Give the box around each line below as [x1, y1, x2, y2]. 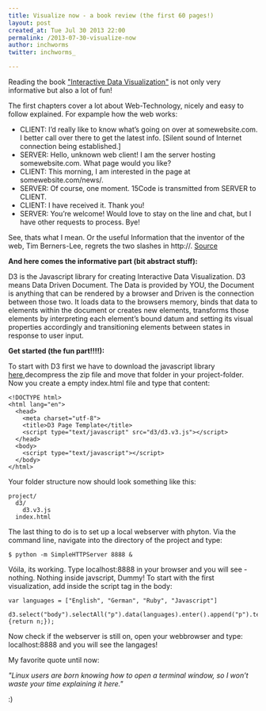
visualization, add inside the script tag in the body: [8, 582, 173, 591]
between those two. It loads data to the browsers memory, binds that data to [8, 297, 258, 306]
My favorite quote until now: [8, 656, 101, 664]
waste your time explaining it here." [8, 679, 123, 688]
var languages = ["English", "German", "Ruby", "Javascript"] [8, 597, 218, 605]
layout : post [8, 19, 51, 27]
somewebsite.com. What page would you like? [19, 159, 172, 167]
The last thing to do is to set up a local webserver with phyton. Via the [8, 527, 236, 536]
